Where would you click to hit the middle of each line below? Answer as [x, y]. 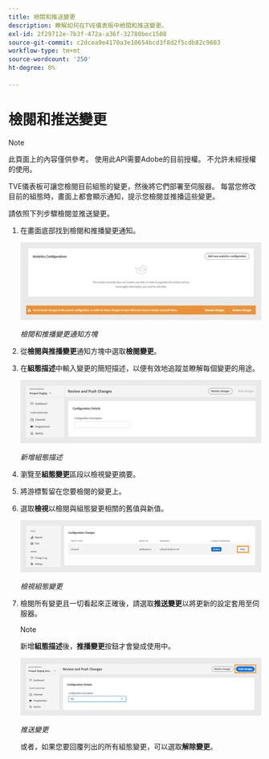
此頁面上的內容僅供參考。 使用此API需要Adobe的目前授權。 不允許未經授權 [132, 159]
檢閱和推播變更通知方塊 [59, 334]
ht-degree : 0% [32, 68]
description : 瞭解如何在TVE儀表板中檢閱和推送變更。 [88, 25]
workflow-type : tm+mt [45, 51]
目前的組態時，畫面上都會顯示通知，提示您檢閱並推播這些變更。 [114, 196]
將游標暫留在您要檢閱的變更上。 [73, 491]
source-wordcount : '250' [50, 59]
